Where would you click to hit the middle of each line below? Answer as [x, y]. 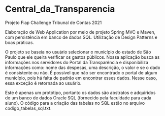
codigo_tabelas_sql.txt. [28, 108]
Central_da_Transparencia [60, 9]
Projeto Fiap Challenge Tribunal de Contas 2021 [53, 23]
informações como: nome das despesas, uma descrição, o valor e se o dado [83, 68]
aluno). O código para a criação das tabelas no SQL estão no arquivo [75, 103]
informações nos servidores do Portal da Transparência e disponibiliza [77, 62]
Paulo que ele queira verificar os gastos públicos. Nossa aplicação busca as [82, 57]
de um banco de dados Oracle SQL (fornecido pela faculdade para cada [78, 98]
